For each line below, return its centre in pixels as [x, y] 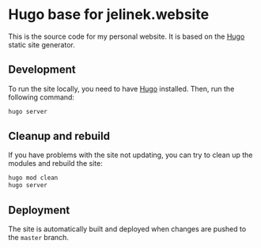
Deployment [39, 210]
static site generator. [42, 44]
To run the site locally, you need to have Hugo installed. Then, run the [121, 88]
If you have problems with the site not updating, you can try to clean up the [130, 155]
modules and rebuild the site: [55, 163]
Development [42, 70]
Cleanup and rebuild [59, 136]
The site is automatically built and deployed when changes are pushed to [127, 229]
